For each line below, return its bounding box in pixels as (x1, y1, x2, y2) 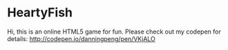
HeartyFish (7, 5, 73, 21)
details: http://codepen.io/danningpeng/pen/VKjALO (7, 34, 155, 42)
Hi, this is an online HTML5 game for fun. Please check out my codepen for (7, 27, 221, 36)
